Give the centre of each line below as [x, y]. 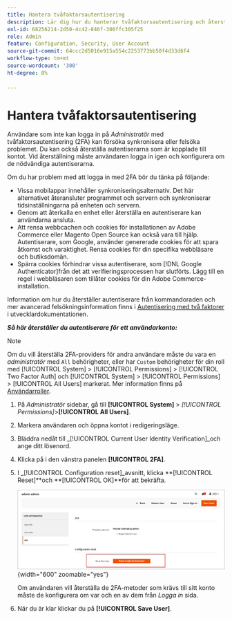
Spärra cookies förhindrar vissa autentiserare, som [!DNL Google [109, 264]
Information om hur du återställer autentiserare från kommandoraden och [111, 299]
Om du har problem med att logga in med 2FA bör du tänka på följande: [108, 177]
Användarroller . [29, 391]
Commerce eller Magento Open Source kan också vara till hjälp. [108, 234]
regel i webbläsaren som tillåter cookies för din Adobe [94, 279]
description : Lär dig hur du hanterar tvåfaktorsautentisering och [106, 22]
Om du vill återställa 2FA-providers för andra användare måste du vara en [112, 354]
